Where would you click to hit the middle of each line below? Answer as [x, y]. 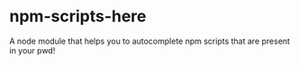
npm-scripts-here [78, 16]
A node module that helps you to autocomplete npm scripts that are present [150, 41]
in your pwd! [32, 50]
